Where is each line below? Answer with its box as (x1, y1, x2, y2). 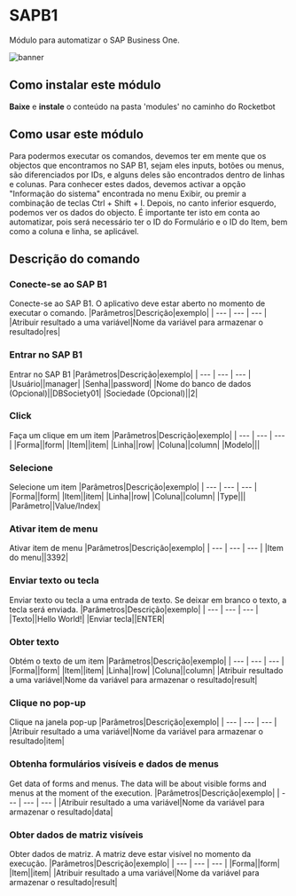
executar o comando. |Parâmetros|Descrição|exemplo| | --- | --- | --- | (9, 308, 268, 318)
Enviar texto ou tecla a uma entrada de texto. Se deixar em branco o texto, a (9, 594, 287, 605)
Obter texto (9, 635, 59, 648)
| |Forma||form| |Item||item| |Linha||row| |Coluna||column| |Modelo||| (9, 439, 261, 450)
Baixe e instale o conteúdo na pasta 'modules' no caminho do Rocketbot (9, 101, 277, 112)
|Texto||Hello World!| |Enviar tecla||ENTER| (9, 613, 166, 624)
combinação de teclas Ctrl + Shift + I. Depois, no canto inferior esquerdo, (9, 197, 277, 208)
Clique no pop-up (9, 696, 86, 709)
